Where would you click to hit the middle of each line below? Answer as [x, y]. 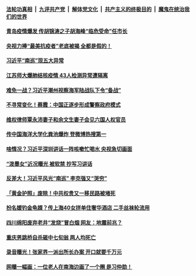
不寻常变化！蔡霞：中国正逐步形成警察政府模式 [63, 105]
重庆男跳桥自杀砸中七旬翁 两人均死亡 [51, 237]
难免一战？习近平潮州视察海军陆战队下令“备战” [64, 90]
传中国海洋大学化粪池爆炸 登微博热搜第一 [56, 134]
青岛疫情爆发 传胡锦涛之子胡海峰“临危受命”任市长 [67, 31]
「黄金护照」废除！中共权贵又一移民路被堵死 [61, 193]
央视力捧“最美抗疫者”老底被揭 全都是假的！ [59, 46]
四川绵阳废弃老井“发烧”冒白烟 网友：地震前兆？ [64, 222]
